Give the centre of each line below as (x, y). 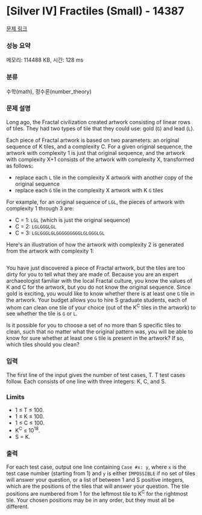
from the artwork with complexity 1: (50, 251)
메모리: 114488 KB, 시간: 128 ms (45, 60)
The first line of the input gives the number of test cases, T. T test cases (96, 374)
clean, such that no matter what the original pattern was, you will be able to (100, 332)
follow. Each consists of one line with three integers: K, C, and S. (86, 381)
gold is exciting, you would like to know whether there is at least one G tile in (100, 293)
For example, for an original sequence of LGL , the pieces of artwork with (96, 202)
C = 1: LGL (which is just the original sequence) (73, 220)
